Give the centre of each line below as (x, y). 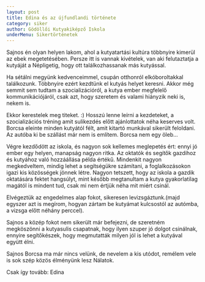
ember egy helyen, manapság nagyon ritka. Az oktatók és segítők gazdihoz (101, 153)
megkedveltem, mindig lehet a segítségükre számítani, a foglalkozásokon (99, 166)
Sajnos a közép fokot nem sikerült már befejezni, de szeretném (86, 223)
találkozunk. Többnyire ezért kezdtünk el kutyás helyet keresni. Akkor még (100, 84)
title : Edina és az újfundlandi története (61, 18)
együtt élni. (20, 242)
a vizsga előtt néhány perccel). (45, 211)
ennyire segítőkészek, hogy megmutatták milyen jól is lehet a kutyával (94, 235)
